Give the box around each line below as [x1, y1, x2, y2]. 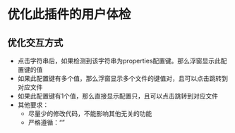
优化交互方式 [7, 37, 64, 49]
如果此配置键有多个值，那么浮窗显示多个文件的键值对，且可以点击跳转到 [17, 75, 228, 82]
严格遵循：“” [28, 118, 65, 127]
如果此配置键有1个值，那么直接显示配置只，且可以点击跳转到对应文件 [17, 92, 219, 100]
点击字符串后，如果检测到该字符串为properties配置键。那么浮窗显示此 [17, 57, 221, 65]
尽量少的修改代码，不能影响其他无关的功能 [28, 110, 152, 118]
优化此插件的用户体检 [7, 6, 132, 23]
